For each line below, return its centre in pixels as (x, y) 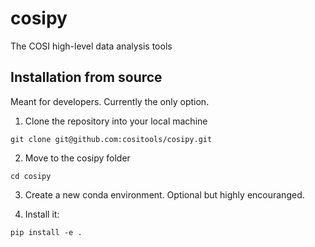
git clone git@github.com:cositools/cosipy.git (111, 139)
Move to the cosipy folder (77, 158)
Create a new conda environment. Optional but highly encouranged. (164, 194)
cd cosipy (31, 176)
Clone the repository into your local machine (116, 121)
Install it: (42, 214)
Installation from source (86, 77)
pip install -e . (46, 232)
